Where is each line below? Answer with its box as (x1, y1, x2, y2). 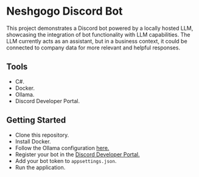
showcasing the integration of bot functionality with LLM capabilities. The (6, 31, 190, 38)
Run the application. (15, 164, 66, 171)
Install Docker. (15, 137, 51, 145)
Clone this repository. (15, 131, 69, 139)
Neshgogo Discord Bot (6, 4, 123, 18)
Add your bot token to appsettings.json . (15, 157, 117, 164)
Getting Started (6, 115, 66, 126)
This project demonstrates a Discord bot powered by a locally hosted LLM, (6, 24, 194, 32)
